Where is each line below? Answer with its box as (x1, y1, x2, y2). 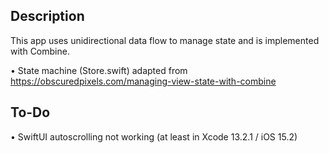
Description (10, 8, 85, 25)
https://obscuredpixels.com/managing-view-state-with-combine (10, 75, 277, 87)
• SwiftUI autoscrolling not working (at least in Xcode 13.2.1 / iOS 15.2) (10, 130, 298, 143)
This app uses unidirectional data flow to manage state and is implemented (10, 34, 320, 46)
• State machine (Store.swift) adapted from (10, 64, 188, 76)
